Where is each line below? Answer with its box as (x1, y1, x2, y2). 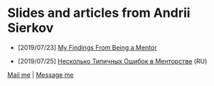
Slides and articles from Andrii (7, 5, 191, 21)
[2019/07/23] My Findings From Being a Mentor (17, 43, 158, 51)
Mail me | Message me (7, 70, 74, 79)
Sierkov (7, 20, 54, 36)
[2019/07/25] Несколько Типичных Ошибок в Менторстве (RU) (17, 56, 208, 65)
